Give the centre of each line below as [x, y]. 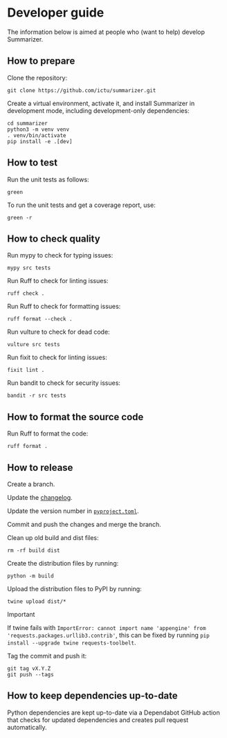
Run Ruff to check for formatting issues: [64, 307]
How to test [32, 163]
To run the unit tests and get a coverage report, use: [81, 205]
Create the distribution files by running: [63, 563]
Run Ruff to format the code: [48, 433]
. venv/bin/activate [37, 135]
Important [21, 614]
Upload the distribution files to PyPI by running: [74, 589]
